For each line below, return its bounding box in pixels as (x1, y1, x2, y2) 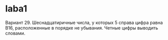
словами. (5, 30, 26, 36)
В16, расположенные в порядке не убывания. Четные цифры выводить (5, 24, 158, 30)
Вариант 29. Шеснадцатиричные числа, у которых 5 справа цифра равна (5, 19, 163, 25)
